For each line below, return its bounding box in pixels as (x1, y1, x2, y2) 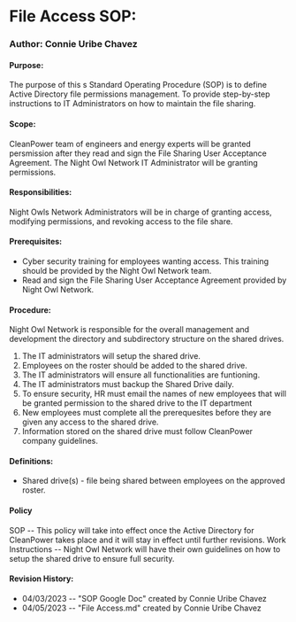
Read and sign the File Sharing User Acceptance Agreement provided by (21, 275, 287, 285)
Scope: (9, 118, 36, 129)
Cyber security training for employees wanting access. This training (21, 255, 269, 267)
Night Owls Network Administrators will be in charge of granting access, (9, 206, 272, 217)
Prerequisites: (9, 237, 63, 247)
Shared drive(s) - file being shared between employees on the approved (21, 476, 285, 486)
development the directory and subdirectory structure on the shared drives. (9, 334, 285, 345)
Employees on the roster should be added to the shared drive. (21, 361, 247, 371)
